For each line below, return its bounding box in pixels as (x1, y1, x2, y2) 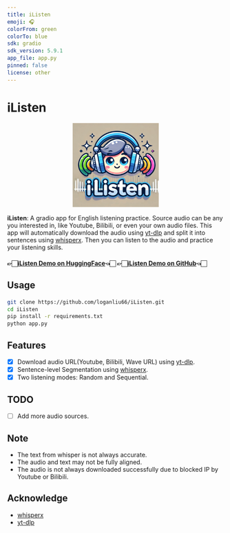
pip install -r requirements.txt (7, 313, 103, 320)
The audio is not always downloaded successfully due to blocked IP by (17, 465, 219, 473)
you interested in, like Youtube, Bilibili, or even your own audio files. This (7, 221, 212, 230)
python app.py (7, 320, 48, 327)
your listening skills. (7, 243, 63, 251)
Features (7, 339, 46, 351)
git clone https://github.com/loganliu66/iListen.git (7, 298, 165, 306)
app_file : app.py (7, 55, 57, 62)
